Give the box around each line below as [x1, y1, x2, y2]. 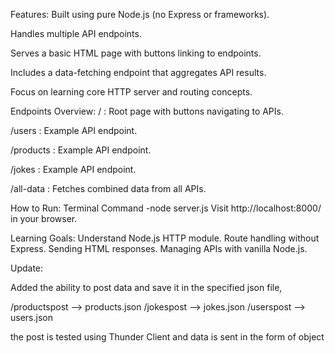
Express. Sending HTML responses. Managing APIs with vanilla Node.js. [10, 243, 308, 254]
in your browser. [10, 213, 78, 224]
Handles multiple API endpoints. [10, 28, 142, 39]
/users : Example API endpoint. [10, 125, 138, 136]
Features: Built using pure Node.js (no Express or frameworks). [10, 9, 270, 20]
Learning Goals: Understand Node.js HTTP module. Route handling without [10, 232, 320, 244]
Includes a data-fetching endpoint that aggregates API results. [10, 67, 267, 78]
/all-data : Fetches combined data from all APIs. [10, 183, 207, 194]
